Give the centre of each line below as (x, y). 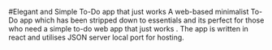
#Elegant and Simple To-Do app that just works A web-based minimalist (129, 12)
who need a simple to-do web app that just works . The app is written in (129, 29)
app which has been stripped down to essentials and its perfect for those (142, 20)
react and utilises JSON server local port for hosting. (96, 37)
